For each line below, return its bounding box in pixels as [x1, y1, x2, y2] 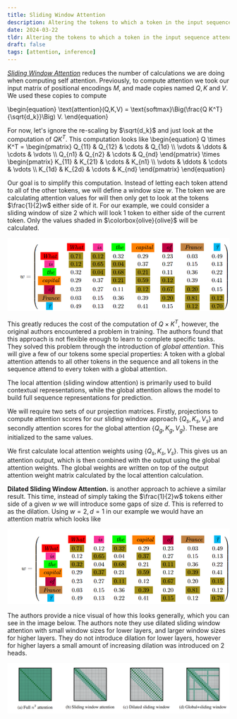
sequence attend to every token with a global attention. [7, 365, 168, 373]
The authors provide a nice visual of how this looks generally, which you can [7, 611, 230, 620]
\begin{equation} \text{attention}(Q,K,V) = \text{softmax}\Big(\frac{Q [7, 105, 207, 113]
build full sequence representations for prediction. [7, 394, 153, 402]
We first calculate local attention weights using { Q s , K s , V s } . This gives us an [7, 447, 228, 457]
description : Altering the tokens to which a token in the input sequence [7, 18, 232, 26]
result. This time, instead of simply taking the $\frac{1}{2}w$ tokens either [7, 492, 223, 500]
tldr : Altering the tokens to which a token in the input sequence [7, 34, 210, 41]
